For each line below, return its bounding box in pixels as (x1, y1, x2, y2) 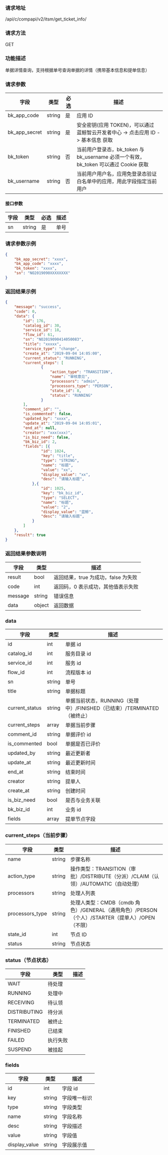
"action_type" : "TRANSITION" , (49, 370, 113, 375)
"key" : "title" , (40, 453, 75, 459)
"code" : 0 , (14, 309, 37, 314)
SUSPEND (7, 1046, 31, 1053)
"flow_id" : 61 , (23, 332, 55, 338)
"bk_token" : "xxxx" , (14, 266, 57, 271)
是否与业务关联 (65, 797, 101, 804)
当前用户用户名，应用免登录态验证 (76, 170, 157, 177)
